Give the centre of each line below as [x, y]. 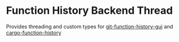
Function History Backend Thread [89, 11]
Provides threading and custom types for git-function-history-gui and [90, 26]
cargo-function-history [34, 32]
